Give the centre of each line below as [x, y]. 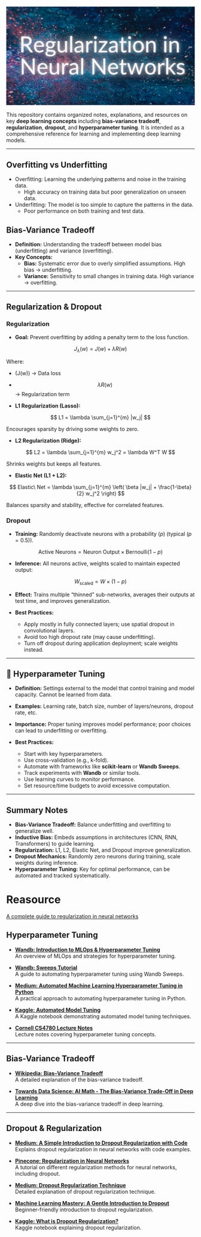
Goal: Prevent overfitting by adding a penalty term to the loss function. [102, 337]
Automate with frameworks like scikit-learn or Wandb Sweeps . [102, 767]
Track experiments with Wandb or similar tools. [82, 773]
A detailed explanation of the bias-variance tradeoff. [79, 1079]
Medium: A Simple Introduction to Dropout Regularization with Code [101, 1143]
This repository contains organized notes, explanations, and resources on [97, 115]
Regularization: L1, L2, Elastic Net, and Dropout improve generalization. [103, 850]
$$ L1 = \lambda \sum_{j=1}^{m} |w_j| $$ [100, 418]
